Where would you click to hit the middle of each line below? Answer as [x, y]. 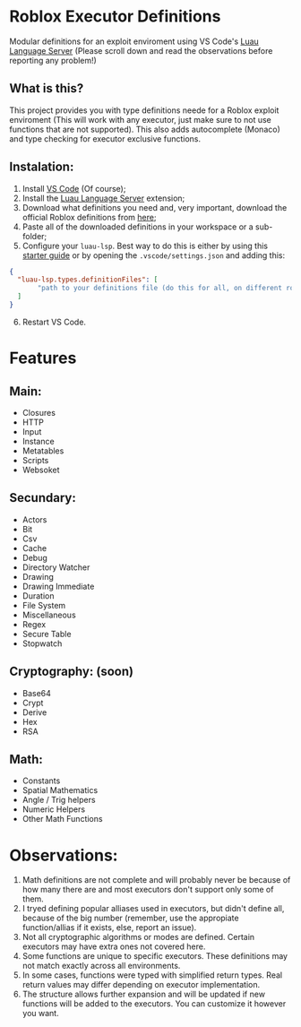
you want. [41, 1014]
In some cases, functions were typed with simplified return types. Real [152, 975]
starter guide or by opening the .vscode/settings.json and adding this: [153, 255]
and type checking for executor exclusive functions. [105, 138]
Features [43, 358]
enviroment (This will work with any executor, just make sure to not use [140, 119]
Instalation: [42, 167]
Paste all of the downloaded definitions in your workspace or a [138, 227]
